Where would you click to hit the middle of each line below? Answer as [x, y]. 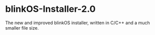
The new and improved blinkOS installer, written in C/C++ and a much [77, 23]
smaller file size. [22, 28]
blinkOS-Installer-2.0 [50, 9]
